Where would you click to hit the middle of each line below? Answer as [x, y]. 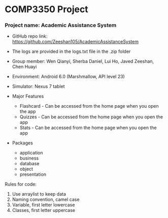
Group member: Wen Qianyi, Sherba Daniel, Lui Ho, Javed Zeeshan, [83, 61]
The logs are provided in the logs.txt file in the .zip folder [71, 51]
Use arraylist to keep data [39, 194]
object [26, 169]
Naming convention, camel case [46, 200]
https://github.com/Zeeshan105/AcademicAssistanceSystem [75, 42]
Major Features [28, 96]
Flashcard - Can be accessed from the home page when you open [89, 106]
